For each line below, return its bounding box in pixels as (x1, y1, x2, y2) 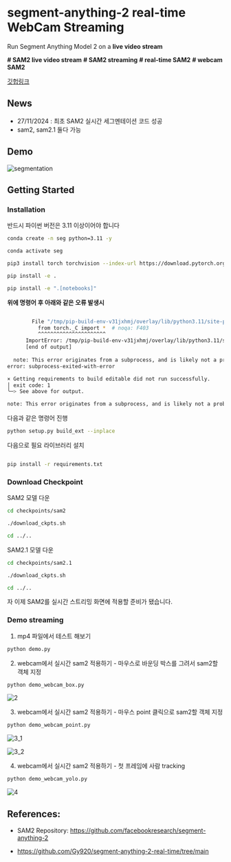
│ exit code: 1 (7, 381, 51, 389)
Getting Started (7, 184, 75, 196)
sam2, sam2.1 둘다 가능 (16, 126, 81, 134)
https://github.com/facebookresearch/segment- (69, 826, 206, 835)
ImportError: (25, 337, 63, 344)
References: (7, 808, 60, 820)
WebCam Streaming (7, 19, 124, 35)
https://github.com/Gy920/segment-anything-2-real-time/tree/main (16, 847, 210, 856)
